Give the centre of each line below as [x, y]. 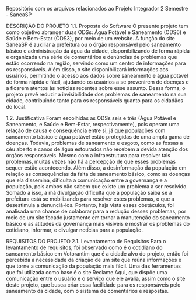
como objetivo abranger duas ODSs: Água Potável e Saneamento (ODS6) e [96, 32]
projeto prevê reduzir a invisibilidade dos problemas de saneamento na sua [96, 94]
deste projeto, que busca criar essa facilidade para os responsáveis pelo [93, 285]
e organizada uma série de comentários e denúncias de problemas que [92, 57]
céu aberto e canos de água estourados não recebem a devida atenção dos [97, 149]
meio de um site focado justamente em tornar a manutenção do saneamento [98, 218]
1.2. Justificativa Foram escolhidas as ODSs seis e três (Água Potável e [91, 118]
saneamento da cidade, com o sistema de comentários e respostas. [87, 291]
